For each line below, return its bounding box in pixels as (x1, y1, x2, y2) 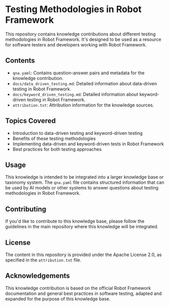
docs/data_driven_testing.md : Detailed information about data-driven (12, 80, 157, 86)
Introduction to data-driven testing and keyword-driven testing (12, 130, 143, 136)
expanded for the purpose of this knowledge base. (5, 295, 111, 301)
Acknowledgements (5, 272, 70, 280)
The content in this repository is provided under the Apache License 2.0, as (5, 251, 162, 258)
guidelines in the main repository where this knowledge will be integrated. (5, 224, 159, 230)
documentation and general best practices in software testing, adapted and (5, 290, 162, 296)
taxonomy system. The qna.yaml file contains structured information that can (5, 179, 164, 185)
